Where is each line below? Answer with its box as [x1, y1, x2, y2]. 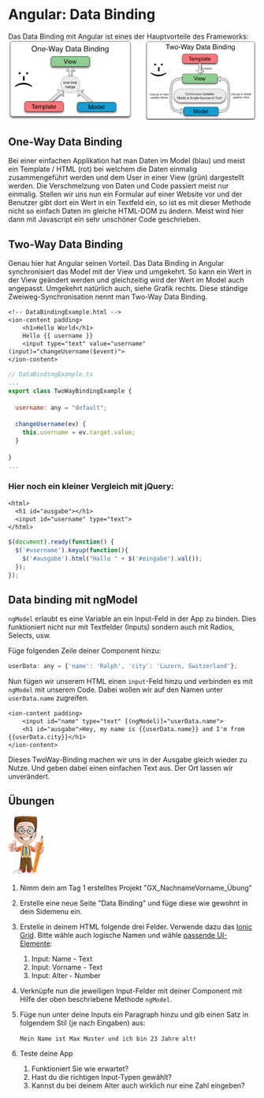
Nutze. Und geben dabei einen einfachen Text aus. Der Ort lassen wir [8, 764, 234, 773]
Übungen [8, 794, 55, 808]
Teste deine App [19, 1048, 73, 1058]
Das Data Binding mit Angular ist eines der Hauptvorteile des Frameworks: [8, 32, 249, 41]
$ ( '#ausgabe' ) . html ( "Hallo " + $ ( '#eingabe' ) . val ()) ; [22, 555, 203, 562]
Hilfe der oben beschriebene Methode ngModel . [19, 994, 173, 1003]
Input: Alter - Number [31, 970, 101, 980]
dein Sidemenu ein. [19, 906, 83, 916]
